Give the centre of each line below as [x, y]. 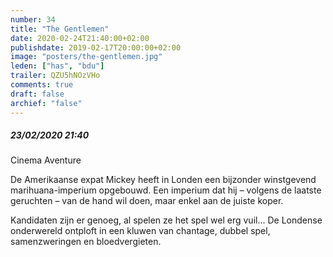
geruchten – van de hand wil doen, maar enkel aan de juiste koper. [147, 201]
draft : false [37, 94]
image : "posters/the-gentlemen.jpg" [86, 57]
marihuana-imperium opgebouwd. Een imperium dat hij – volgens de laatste [166, 190]
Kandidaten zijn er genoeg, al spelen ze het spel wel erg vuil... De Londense [166, 220]
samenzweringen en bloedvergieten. [86, 242]
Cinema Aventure [46, 160]
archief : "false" [46, 103]
